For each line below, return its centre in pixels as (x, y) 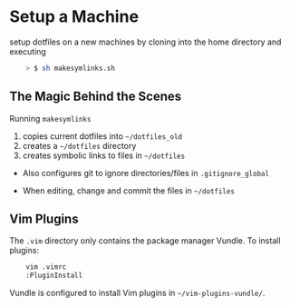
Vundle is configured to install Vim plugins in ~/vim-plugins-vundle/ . (137, 293)
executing (28, 51)
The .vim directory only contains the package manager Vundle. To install (145, 241)
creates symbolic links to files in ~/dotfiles (104, 155)
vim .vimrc (46, 267)
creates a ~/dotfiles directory (79, 145)
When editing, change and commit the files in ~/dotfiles (129, 190)
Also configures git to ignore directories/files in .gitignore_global (146, 173)
